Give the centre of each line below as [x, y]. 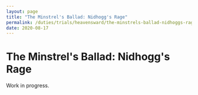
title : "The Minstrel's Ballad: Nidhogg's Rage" [67, 17]
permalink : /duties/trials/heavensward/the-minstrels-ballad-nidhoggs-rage [101, 22]
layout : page [22, 11]
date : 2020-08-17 [27, 28]
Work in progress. [28, 86]
